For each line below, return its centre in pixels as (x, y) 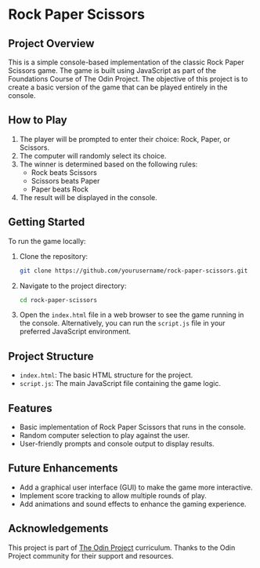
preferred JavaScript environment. (75, 332)
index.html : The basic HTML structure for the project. (106, 375)
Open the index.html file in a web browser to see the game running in (132, 315)
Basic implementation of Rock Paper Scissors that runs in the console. (133, 427)
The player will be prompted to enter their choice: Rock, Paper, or (125, 139)
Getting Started (47, 222)
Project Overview (51, 44)
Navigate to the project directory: (73, 286)
